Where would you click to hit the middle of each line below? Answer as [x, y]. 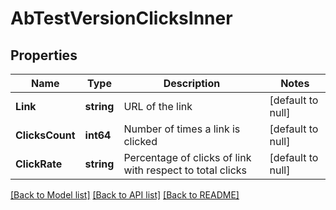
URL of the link [158, 106]
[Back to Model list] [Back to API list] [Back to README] [125, 195]
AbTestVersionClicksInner [121, 18]
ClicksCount [45, 135]
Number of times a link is [182, 129]
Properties [44, 55]
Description [192, 83]
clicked [140, 141]
